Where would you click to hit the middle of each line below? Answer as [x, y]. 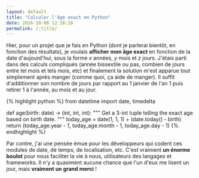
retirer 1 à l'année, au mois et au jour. [51, 90]
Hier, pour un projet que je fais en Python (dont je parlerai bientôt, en [91, 45]
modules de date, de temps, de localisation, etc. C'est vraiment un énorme [98, 150]
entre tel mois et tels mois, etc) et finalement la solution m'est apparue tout [98, 71]
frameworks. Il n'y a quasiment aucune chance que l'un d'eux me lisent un [98, 162]
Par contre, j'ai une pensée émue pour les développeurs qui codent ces [94, 143]
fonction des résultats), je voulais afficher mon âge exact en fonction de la [98, 52]
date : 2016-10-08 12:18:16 [40, 23]
